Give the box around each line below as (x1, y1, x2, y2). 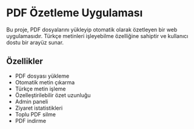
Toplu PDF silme (15, 110, 56, 118)
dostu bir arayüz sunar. (6, 39, 64, 46)
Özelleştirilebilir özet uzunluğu (15, 91, 91, 99)
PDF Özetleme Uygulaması (6, 6, 143, 20)
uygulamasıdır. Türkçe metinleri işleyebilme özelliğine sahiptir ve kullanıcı (6, 32, 189, 39)
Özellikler (6, 56, 44, 66)
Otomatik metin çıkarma (15, 78, 75, 86)
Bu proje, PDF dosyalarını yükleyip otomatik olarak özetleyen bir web (6, 26, 178, 33)
